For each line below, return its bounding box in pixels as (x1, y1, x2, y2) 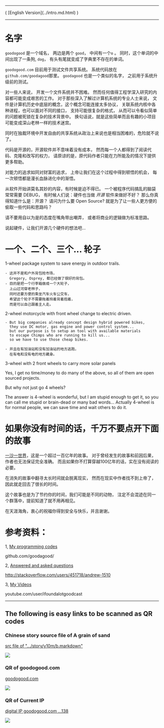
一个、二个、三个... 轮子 (5, 244, 101, 255)
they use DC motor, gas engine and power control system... (9, 324, 134, 329)
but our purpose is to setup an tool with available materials (9, 328, 141, 333)
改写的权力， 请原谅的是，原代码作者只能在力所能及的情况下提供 (26, 153, 156, 159)
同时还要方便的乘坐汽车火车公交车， (9, 292, 72, 296)
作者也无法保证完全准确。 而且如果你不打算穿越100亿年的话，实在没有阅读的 (5, 458, 159, 464)
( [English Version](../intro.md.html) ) (5, 10, 79, 15)
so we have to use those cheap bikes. (9, 337, 89, 342)
